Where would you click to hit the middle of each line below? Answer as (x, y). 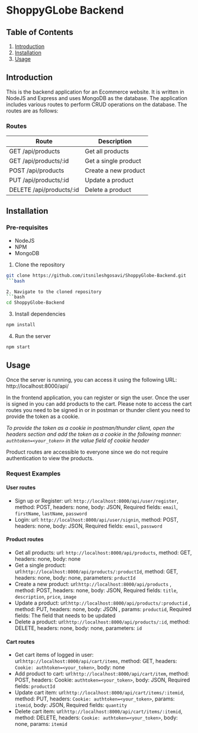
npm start (18, 347)
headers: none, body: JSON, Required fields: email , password (88, 526)
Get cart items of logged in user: (54, 655)
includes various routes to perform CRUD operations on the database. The (97, 104)
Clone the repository (40, 265)
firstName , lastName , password (51, 513)
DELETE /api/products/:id (44, 190)
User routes (21, 488)
